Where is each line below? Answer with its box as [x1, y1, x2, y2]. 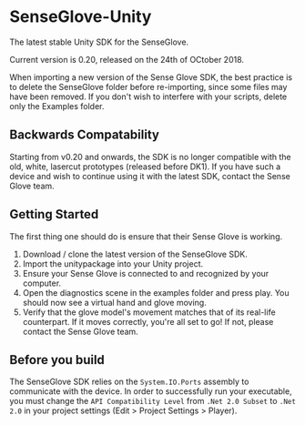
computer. [22, 278, 62, 288]
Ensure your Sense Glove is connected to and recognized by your [22, 268, 269, 278]
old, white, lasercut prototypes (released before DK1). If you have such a [9, 161, 280, 172]
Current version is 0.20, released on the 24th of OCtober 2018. [9, 54, 244, 65]
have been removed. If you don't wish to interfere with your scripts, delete [9, 91, 288, 102]
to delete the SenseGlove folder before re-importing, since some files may [9, 81, 288, 92]
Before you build [9, 352, 105, 368]
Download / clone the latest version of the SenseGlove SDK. [22, 248, 248, 259]
